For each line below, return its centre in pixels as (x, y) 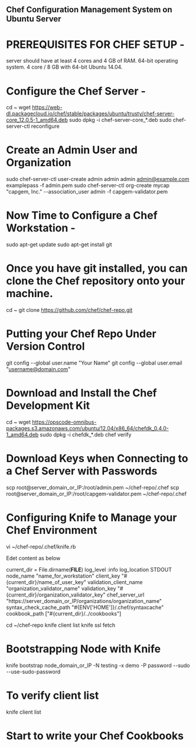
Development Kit (48, 406)
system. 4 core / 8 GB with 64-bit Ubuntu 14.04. (64, 67)
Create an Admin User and (72, 150)
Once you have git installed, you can (97, 268)
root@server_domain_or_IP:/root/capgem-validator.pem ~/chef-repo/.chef (97, 494)
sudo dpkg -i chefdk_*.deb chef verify (86, 434)
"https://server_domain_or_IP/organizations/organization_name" (84, 601)
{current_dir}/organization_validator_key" (56, 595)
